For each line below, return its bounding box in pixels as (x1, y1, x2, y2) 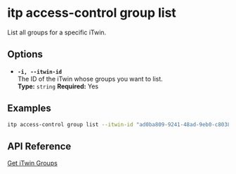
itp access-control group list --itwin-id (7, 121, 133, 128)
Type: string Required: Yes (17, 82, 99, 91)
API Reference (7, 140, 72, 152)
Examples (7, 102, 51, 114)
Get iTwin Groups (7, 159, 58, 168)
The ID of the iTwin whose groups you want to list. (17, 74, 163, 83)
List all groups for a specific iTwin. (7, 28, 107, 36)
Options (7, 48, 44, 60)
